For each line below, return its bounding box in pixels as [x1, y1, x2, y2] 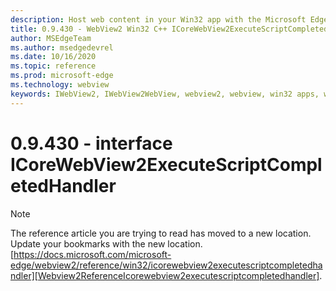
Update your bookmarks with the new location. [10, 237, 203, 250]
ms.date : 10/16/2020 [10, 52, 97, 62]
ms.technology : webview [10, 80, 110, 90]
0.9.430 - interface [10, 132, 173, 155]
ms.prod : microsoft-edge [10, 71, 114, 81]
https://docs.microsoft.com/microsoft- [13, 248, 172, 260]
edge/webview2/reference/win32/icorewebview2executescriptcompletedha [10, 259, 323, 271]
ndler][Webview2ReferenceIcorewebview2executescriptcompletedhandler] [10, 269, 320, 281]
